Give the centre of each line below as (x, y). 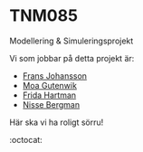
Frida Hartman (49, 95)
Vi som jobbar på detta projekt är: (72, 58)
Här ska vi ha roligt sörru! (57, 122)
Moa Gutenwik (49, 85)
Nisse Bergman (51, 104)
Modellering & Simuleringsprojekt (71, 41)
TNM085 (44, 16)
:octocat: (26, 139)
